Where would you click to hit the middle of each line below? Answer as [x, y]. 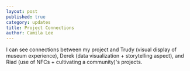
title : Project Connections [40, 28]
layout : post [22, 11]
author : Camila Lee [30, 33]
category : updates [28, 22]
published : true [26, 17]
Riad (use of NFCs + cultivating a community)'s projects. [74, 62]
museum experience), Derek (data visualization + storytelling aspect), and [95, 56]
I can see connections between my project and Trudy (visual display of [91, 49]
